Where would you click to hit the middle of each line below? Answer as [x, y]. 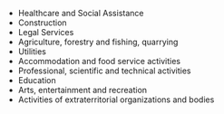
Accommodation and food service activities [99, 61]
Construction [42, 23]
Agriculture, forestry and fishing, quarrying [98, 42]
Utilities [32, 52]
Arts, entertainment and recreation [83, 90]
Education [37, 80]
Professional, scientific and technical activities [104, 71]
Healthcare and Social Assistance [81, 13]
